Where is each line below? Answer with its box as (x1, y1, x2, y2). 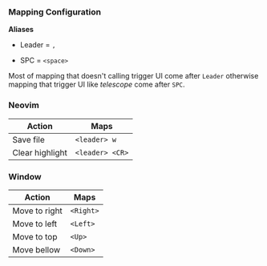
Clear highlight (12, 147, 68, 158)
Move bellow (12, 244, 61, 255)
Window (8, 171, 42, 182)
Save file (12, 134, 46, 145)
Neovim (8, 99, 40, 111)
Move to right (12, 205, 63, 216)
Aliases (8, 25, 34, 34)
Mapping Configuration (8, 6, 102, 18)
